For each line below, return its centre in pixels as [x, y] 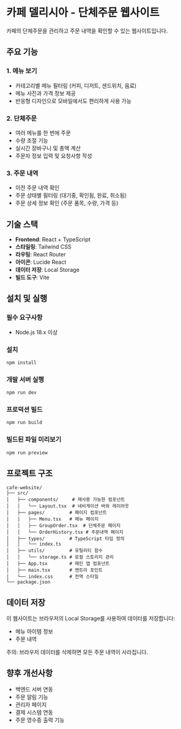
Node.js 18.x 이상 [36, 332]
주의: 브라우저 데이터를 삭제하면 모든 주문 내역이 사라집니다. [77, 652]
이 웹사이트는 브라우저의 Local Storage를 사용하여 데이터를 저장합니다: [91, 619]
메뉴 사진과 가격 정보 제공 [46, 93]
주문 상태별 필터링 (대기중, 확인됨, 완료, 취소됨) [71, 195]
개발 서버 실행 [25, 379]
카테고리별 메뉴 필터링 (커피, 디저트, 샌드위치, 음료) [76, 85]
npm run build [24, 423]
